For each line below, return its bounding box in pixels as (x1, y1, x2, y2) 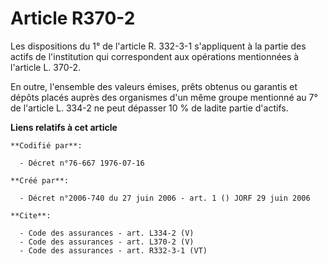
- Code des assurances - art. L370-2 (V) (19, 237, 195, 247)
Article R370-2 (10, 7, 136, 30)
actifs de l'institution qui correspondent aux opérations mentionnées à (10, 50, 300, 62)
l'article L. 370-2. (10, 61, 82, 73)
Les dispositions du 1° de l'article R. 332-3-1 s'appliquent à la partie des (10, 40, 307, 52)
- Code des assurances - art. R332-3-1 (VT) (19, 245, 208, 256)
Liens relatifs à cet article (10, 121, 118, 133)
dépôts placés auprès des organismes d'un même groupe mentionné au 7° (10, 91, 318, 103)
